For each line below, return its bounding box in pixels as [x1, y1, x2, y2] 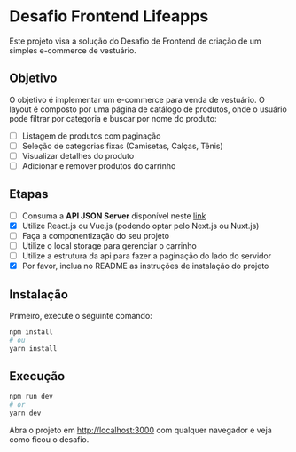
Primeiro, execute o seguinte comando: [9, 311, 152, 321]
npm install [9, 328, 53, 337]
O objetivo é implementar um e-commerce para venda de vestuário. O [9, 94, 266, 105]
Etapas [9, 186, 49, 202]
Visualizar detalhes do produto [21, 150, 135, 161]
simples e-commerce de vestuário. [9, 44, 137, 55]
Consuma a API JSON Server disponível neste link [21, 210, 206, 221]
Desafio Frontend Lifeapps [9, 6, 209, 27]
